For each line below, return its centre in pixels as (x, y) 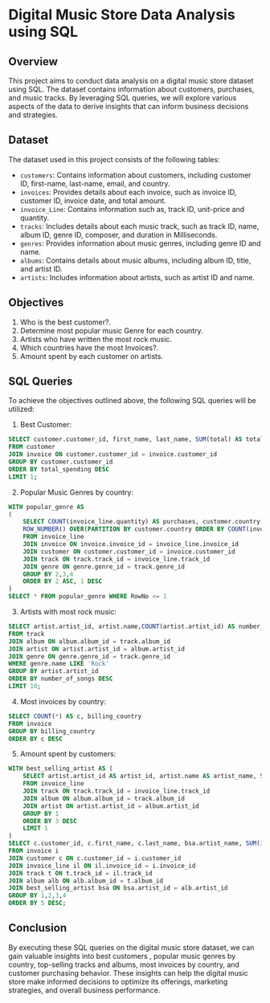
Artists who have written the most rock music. (96, 339)
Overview (33, 61)
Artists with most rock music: (68, 612)
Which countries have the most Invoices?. (89, 348)
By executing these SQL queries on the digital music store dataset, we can (131, 947)
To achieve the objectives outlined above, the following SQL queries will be (133, 401)
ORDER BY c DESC (35, 739)
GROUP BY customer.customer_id (61, 462)
